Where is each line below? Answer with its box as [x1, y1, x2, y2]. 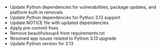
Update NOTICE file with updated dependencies [9, 20, 109, 25]
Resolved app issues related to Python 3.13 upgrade [9, 35, 117, 41]
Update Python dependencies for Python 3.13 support [9, 15, 121, 20]
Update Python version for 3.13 [9, 41, 74, 46]
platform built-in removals [9, 9, 63, 15]
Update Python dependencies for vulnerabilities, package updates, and [9, 4, 157, 10]
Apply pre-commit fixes [9, 25, 59, 31]
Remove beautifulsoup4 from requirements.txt [9, 30, 105, 36]
